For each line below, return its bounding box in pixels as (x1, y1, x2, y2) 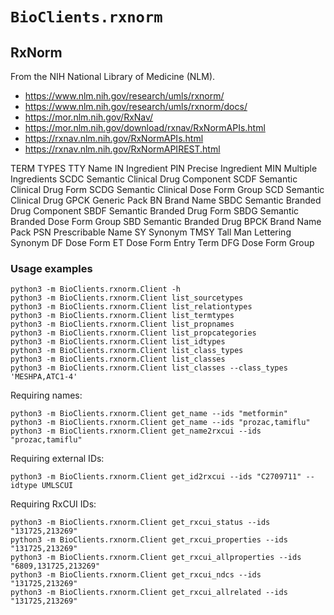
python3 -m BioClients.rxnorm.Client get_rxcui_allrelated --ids (10, 588, 288, 598)
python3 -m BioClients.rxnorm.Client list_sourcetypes (10, 293, 244, 303)
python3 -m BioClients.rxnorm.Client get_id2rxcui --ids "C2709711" (10, 472, 302, 482)
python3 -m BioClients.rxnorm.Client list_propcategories (10, 328, 257, 338)
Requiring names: (10, 389, 83, 402)
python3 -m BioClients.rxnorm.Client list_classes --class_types (10, 363, 288, 373)
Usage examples (10, 261, 93, 275)
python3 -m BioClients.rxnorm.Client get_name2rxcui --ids (10, 426, 262, 437)
